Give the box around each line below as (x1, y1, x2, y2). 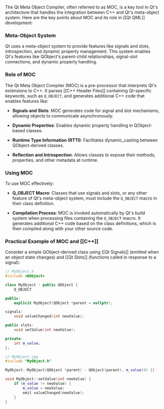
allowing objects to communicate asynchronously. (12, 113, 114, 118)
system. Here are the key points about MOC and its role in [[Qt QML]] (5, 15, 145, 20)
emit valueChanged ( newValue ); (23, 390, 84, 395)
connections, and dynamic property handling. (5, 59, 97, 65)
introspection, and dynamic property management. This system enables (5, 49, 151, 55)
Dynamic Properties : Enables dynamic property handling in (12, 122, 133, 128)
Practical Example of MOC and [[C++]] (5, 238, 99, 245)
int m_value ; (14, 341, 41, 346)
